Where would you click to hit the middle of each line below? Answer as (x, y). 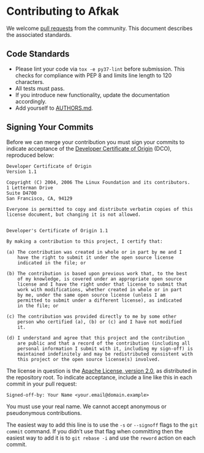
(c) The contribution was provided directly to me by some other (91, 316)
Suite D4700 (21, 193)
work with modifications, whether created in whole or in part (100, 289)
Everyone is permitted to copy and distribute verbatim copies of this (100, 209)
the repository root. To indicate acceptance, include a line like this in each (100, 377)
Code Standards (38, 54)
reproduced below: (30, 155)
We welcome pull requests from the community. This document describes (100, 28)
